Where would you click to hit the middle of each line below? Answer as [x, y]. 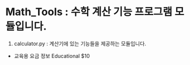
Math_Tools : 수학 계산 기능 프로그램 [89, 12]
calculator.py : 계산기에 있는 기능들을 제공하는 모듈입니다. [80, 44]
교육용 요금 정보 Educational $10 [52, 56]
